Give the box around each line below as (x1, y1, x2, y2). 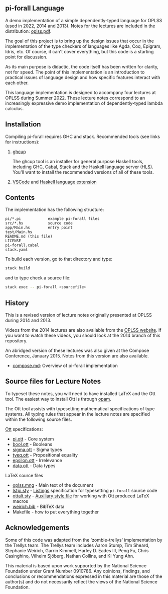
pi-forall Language (5, 4, 64, 13)
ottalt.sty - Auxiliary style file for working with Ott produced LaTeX (12, 493, 149, 499)
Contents (5, 193, 35, 202)
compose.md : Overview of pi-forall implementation (12, 362, 118, 368)
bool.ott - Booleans (12, 441, 53, 447)
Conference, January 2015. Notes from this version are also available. (5, 353, 149, 359)
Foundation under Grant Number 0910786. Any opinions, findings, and (5, 568, 150, 574)
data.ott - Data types (12, 463, 56, 469)
